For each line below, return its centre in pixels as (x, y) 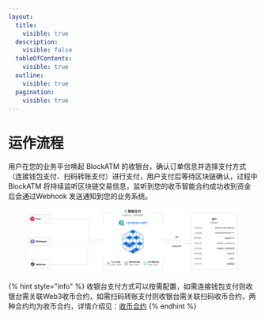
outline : (30, 75)
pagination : (35, 92)
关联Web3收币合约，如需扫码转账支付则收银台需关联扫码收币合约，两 (142, 296)
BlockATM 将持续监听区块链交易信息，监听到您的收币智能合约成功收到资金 (130, 186)
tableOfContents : (44, 59)
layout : (21, 17)
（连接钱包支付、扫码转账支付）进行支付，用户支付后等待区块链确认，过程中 (133, 176)
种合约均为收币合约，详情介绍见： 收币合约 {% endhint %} (102, 306)
